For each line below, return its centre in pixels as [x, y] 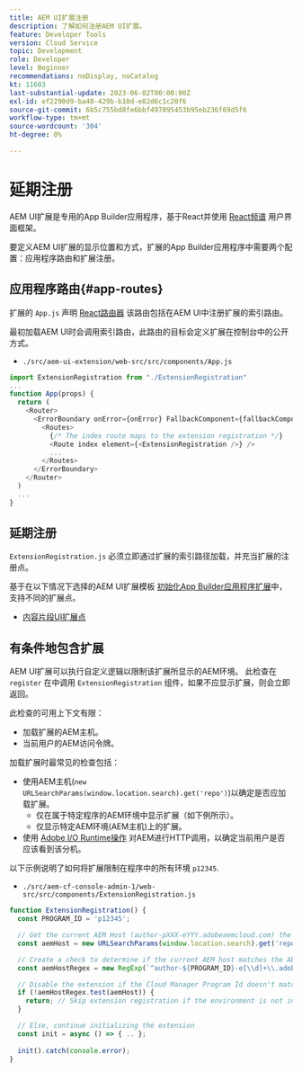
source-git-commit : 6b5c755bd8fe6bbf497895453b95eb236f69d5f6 [128, 110]
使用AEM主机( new [54, 782]
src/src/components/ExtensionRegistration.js [109, 895]
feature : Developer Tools [58, 34]
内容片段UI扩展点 [54, 617]
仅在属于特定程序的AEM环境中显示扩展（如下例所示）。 [137, 816]
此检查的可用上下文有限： [57, 713]
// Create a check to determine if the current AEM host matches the [150, 960]
